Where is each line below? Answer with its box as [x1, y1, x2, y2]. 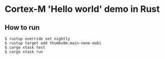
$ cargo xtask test [5, 45, 46, 50]
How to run [5, 23, 40, 32]
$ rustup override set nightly [5, 36, 70, 41]
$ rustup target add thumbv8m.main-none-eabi [5, 41, 101, 46]
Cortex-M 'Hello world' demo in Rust [5, 3, 160, 15]
